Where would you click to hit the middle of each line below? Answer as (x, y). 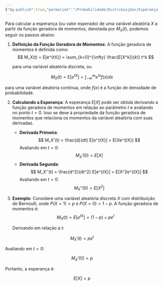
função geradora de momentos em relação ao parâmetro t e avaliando (83, 107)
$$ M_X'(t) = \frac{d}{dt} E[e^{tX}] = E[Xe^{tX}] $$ (89, 140)
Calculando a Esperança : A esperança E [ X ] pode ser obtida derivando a (85, 102)
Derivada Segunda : (39, 164)
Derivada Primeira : (39, 132)
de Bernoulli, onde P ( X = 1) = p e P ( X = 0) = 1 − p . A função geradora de (85, 204)
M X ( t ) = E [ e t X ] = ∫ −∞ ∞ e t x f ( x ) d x (82, 77)
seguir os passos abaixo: (30, 35)
